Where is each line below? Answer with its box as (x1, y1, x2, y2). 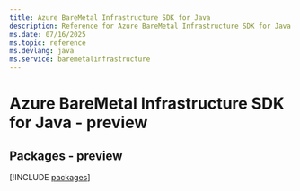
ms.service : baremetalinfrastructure (9, 55, 151, 64)
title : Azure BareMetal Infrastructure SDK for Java (9, 13, 211, 22)
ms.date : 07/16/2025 (9, 30, 87, 39)
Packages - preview (9, 148, 123, 163)
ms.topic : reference (9, 38, 87, 48)
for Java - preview (9, 113, 148, 133)
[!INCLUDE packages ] (9, 172, 91, 182)
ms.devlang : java (9, 47, 75, 56)
